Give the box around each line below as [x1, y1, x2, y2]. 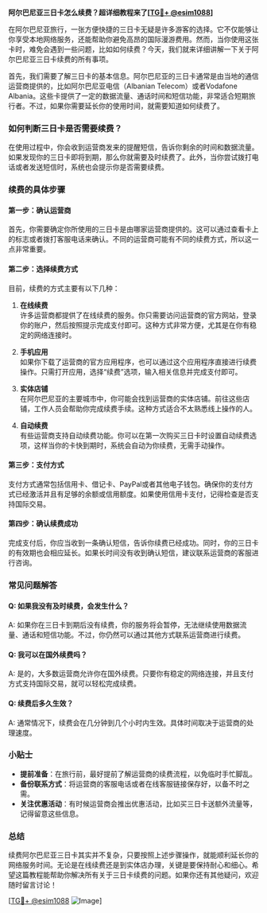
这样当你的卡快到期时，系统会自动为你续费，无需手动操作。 [33, 441, 229, 450]
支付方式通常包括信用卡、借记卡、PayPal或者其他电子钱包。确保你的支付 [8, 479, 246, 488]
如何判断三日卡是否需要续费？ [8, 122, 123, 134]
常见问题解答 [8, 580, 58, 591]
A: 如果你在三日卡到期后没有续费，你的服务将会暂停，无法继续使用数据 [8, 620, 240, 630]
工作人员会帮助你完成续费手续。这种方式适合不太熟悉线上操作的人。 [33, 403, 257, 413]
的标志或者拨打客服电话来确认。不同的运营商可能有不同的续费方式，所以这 [8, 235, 252, 244]
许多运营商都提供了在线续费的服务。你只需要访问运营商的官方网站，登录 [19, 310, 257, 320]
